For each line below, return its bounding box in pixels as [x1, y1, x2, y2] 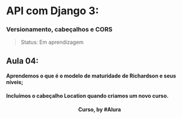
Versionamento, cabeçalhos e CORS [6, 25, 113, 34]
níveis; [6, 79, 24, 86]
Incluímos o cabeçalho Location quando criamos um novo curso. [6, 92, 169, 99]
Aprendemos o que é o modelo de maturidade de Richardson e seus [6, 72, 177, 79]
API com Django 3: [6, 4, 99, 18]
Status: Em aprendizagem [20, 38, 84, 46]
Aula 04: [6, 56, 39, 66]
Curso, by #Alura [78, 105, 122, 113]
